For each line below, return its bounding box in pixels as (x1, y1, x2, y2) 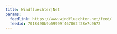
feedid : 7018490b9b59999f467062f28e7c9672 (10, 21, 101, 26)
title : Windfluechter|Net (5, 7, 60, 12)
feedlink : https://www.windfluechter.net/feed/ (10, 16, 112, 21)
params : (5, 12, 22, 17)
